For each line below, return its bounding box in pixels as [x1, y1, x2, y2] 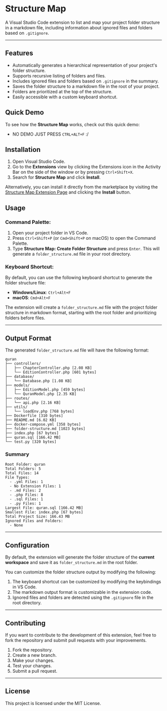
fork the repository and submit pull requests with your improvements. [5, 638, 147, 643]
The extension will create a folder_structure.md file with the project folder [5, 304, 158, 310]
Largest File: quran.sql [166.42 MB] [5, 505, 83, 510]
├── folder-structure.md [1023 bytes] [5, 427, 85, 431]
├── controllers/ [5, 361, 41, 366]
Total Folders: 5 [5, 466, 41, 472]
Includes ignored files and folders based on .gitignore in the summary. [12, 78, 159, 84]
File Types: [5, 475, 30, 480]
